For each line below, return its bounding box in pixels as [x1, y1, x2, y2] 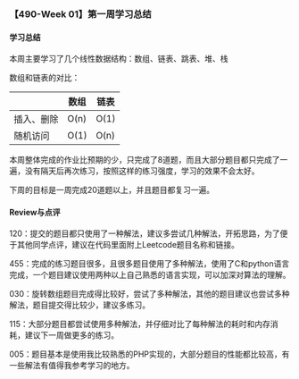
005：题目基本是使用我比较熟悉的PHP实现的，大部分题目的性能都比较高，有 [9, 349, 290, 359]
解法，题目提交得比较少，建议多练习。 [9, 299, 150, 310]
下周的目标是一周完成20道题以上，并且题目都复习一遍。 [9, 185, 215, 196]
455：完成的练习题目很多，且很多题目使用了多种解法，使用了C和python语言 [9, 258, 290, 269]
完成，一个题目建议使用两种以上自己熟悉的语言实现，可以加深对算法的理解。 [9, 270, 291, 281]
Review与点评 [9, 206, 61, 217]
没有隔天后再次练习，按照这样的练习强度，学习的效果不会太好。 [24, 165, 260, 176]
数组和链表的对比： [9, 72, 80, 83]
